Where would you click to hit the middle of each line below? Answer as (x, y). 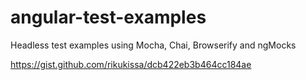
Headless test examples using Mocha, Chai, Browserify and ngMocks (153, 45)
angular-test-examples (108, 17)
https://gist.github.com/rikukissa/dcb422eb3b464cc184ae (131, 64)
